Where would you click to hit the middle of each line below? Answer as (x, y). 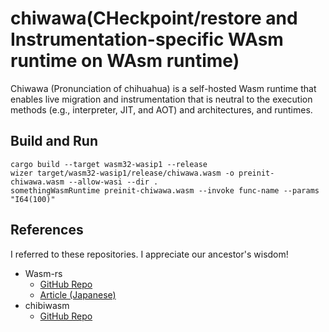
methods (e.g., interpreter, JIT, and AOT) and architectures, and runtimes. (161, 109)
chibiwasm (47, 305)
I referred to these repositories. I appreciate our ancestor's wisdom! (149, 254)
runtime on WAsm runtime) (125, 61)
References (47, 230)
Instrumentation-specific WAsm (147, 39)
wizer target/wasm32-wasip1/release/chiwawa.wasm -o (122, 173)
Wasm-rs (43, 273)
